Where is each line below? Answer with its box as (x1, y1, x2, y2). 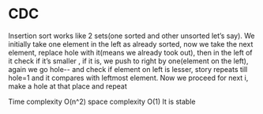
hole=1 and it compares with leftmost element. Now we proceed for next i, (8, 73, 249, 82)
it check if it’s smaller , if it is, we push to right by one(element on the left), (8, 56, 249, 66)
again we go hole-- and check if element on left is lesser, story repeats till (8, 64, 248, 74)
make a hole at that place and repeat (8, 81, 128, 91)
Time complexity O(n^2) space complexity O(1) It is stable (8, 97, 196, 106)
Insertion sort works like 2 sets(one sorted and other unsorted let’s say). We (8, 31, 255, 40)
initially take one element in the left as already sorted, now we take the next (8, 39, 254, 48)
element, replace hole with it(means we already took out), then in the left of (8, 47, 253, 57)
